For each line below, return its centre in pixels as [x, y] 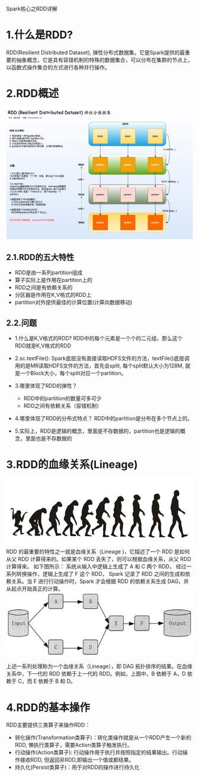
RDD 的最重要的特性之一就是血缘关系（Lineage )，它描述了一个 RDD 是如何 [98, 552]
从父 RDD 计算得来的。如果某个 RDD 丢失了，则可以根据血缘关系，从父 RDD [99, 559]
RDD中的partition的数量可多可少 [62, 398]
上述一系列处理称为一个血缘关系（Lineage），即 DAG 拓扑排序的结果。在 [94, 666]
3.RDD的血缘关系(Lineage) [72, 465]
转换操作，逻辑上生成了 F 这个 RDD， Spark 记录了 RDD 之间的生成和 [101, 574]
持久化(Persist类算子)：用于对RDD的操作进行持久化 [77, 767]
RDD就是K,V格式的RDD [43, 346]
